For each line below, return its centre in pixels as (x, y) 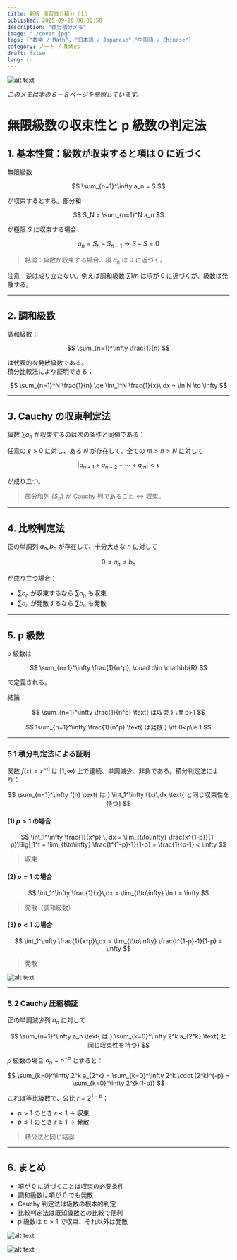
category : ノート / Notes (44, 47)
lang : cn (20, 60)
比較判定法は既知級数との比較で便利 (70, 1212)
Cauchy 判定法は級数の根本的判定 (67, 1204)
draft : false (26, 54)
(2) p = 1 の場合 (30, 876)
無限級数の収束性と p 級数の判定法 (107, 125)
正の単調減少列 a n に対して (47, 1021)
